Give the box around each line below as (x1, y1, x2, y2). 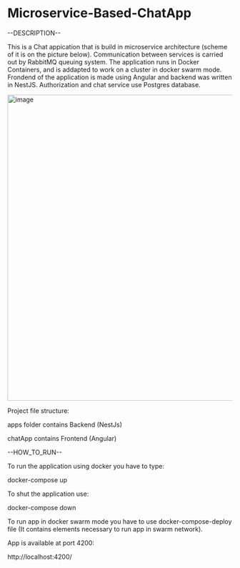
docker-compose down (7, 503, 76, 512)
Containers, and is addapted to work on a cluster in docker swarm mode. (7, 65, 222, 74)
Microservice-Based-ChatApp (7, 5, 191, 21)
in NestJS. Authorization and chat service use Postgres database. (7, 80, 201, 89)
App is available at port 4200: (7, 538, 95, 547)
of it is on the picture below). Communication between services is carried (7, 50, 224, 59)
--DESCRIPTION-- (7, 29, 61, 37)
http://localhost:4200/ (7, 552, 73, 561)
